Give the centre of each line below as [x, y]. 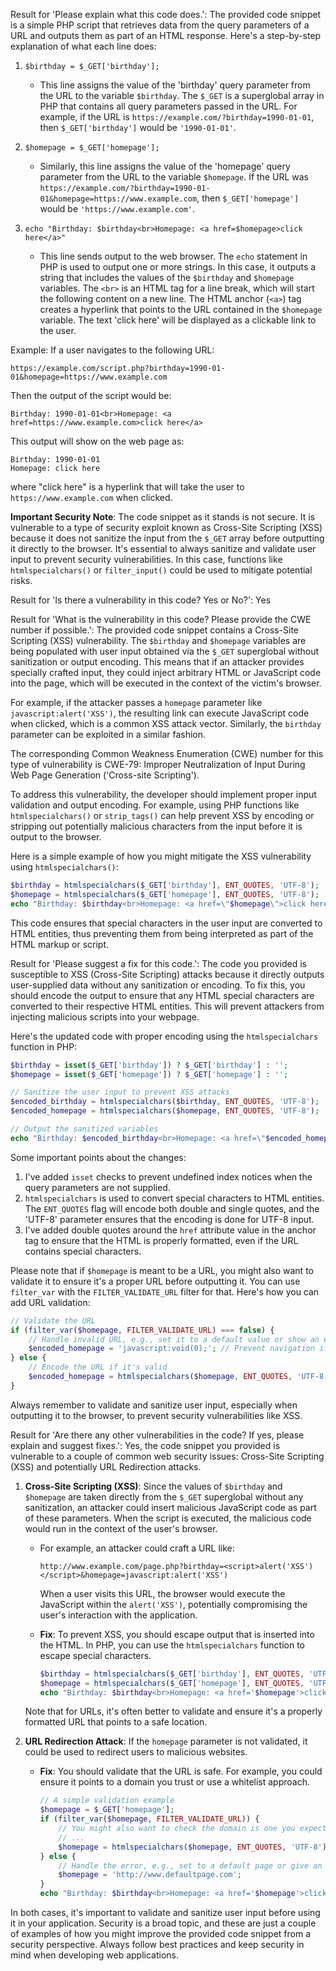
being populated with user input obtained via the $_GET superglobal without [165, 651]
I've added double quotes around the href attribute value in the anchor [170, 1230]
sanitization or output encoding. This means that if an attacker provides [157, 662]
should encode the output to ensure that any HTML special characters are [162, 995]
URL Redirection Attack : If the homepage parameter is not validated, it [166, 1741]
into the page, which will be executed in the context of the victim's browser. [166, 683]
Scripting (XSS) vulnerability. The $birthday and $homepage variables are [158, 640]
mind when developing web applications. [95, 1955]
